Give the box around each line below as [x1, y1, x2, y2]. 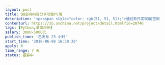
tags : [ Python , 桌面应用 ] [5, 25, 53, 30]
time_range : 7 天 [5, 48, 40, 53]
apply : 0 [5, 43, 23, 48]
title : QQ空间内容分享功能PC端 [5, 12, 62, 17]
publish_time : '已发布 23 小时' [5, 35, 68, 40]
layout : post [5, 7, 32, 12]
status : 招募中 [5, 52, 34, 58]
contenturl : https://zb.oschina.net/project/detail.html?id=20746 [5, 21, 144, 26]
